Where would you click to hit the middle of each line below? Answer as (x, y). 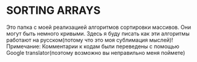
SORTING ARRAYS (53, 11)
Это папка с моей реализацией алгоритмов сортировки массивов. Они (99, 27)
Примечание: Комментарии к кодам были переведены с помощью (93, 46)
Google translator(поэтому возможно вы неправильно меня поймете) (96, 52)
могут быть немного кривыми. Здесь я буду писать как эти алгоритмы (98, 33)
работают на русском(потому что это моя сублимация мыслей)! (90, 40)
